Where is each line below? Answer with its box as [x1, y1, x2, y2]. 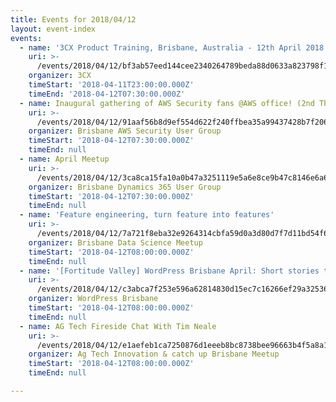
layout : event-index [10, 24, 97, 34]
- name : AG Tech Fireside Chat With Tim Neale [19, 321, 217, 331]
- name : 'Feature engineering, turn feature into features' [19, 210, 275, 220]
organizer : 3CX [28, 71, 92, 81]
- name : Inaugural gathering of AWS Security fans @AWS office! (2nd [19, 98, 315, 108]
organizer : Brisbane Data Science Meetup [28, 237, 203, 248]
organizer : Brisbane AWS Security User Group [28, 126, 222, 136]
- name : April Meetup [19, 154, 110, 164]
